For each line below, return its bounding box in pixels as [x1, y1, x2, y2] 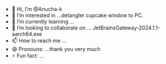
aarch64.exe [11, 31, 42, 38]
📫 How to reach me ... [11, 37, 67, 44]
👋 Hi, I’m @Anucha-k [11, 6, 62, 12]
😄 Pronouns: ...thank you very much [11, 46, 101, 52]
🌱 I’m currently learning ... [11, 18, 75, 25]
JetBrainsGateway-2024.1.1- [92, 24, 161, 31]
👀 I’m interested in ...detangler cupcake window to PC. [11, 12, 144, 19]
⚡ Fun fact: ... [11, 52, 44, 59]
